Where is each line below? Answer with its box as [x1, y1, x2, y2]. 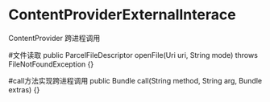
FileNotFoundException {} [8, 59, 94, 69]
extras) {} [8, 84, 40, 94]
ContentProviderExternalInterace [8, 6, 236, 24]
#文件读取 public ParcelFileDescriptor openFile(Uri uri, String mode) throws [8, 50, 258, 59]
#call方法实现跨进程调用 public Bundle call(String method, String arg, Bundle [8, 75, 263, 85]
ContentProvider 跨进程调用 [8, 33, 101, 43]
